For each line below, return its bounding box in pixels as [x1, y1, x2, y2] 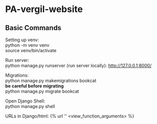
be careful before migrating [5, 83, 64, 89]
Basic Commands [5, 24, 61, 32]
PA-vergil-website [5, 4, 83, 15]
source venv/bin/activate [5, 48, 57, 53]
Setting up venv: [5, 37, 39, 43]
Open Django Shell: [5, 98, 45, 104]
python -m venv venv [5, 42, 49, 48]
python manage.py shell [5, 103, 55, 109]
